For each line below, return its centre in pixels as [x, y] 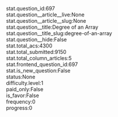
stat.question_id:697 [31, 8]
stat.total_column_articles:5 [39, 58]
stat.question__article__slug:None [46, 21]
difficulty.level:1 [25, 83]
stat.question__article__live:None [45, 15]
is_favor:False [22, 95]
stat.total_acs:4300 [29, 46]
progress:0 [19, 108]
